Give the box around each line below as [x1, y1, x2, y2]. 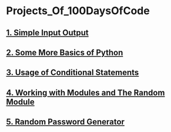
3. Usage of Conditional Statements [6, 68, 139, 78]
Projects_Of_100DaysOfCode [6, 4, 150, 18]
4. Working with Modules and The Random [6, 87, 165, 98]
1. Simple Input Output [6, 28, 89, 38]
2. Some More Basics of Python [6, 47, 123, 57]
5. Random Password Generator [6, 117, 125, 127]
